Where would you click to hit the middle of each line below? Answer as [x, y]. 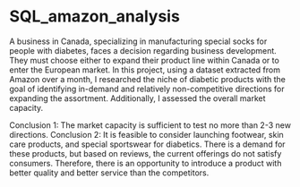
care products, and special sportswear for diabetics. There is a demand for [147, 144]
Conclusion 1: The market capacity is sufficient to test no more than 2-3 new [150, 125]
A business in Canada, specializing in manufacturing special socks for [138, 41]
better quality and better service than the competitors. [109, 173]
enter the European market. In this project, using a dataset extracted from [145, 70]
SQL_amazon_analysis [95, 17]
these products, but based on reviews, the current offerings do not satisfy [146, 153]
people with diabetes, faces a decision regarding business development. [143, 50]
